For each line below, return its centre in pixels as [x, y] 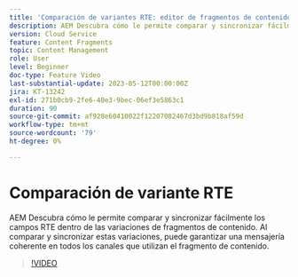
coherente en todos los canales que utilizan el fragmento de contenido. [139, 246]
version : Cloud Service [53, 34]
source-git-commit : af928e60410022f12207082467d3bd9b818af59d [126, 116]
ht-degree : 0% [35, 141]
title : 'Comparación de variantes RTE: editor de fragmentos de [130, 17]
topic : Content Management [59, 51]
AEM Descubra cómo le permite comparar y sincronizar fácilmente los [137, 218]
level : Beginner [39, 67]
